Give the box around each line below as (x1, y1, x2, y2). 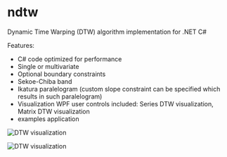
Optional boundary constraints (17, 70, 106, 78)
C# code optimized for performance (17, 54, 122, 63)
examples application (17, 114, 79, 123)
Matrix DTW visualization (17, 107, 90, 115)
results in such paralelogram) (17, 92, 103, 101)
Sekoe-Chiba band (17, 77, 72, 85)
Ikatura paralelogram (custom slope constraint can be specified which (17, 84, 221, 93)
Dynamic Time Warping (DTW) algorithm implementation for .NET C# (7, 27, 207, 36)
